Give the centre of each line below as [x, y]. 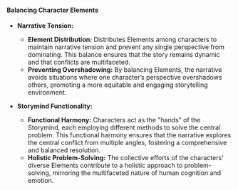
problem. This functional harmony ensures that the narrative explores [129, 135]
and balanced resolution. [64, 150]
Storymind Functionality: [55, 106]
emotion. [41, 181]
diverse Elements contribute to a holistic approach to [105, 165]
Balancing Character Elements [53, 10]
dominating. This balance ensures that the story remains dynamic [124, 55]
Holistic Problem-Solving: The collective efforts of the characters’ [125, 158]
